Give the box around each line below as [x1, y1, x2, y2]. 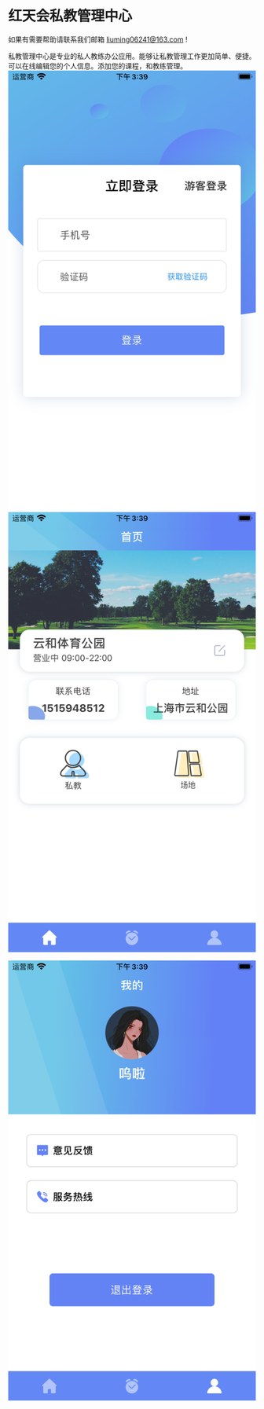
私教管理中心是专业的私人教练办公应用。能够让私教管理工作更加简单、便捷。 [8, 51, 256, 61]
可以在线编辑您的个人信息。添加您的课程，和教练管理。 [8, 61, 187, 71]
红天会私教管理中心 [8, 7, 133, 25]
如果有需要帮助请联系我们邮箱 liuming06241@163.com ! [8, 35, 188, 44]
